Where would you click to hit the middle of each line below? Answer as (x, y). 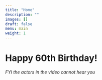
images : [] (17, 19)
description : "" (22, 15)
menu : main (17, 29)
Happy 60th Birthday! (51, 58)
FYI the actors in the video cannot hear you (50, 72)
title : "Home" (20, 10)
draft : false (19, 24)
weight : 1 (16, 33)
